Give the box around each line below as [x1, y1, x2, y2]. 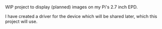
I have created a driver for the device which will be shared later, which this [5, 14, 158, 19]
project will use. [5, 19, 38, 24]
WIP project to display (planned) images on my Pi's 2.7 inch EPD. [5, 4, 138, 10]
